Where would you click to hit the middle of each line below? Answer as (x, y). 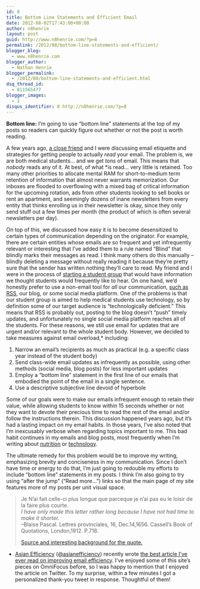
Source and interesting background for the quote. (82, 542)
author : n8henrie (28, 28)
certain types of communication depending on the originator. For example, (98, 236)
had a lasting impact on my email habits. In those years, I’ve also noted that (99, 425)
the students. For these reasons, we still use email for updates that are (93, 325)
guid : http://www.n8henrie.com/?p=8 (52, 40)
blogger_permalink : (30, 73)
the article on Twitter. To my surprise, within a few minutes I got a (95, 573)
